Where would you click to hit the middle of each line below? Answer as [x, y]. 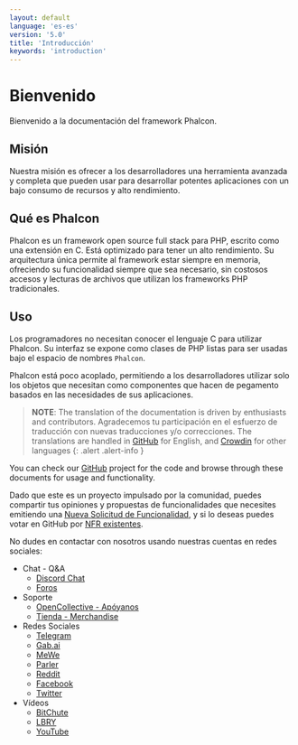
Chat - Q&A [44, 568]
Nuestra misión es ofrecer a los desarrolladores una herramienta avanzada [149, 171]
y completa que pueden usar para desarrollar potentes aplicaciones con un [149, 181]
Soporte [37, 597]
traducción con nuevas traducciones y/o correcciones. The [142, 431]
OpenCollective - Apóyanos [87, 607]
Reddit [48, 674]
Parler [47, 664]
